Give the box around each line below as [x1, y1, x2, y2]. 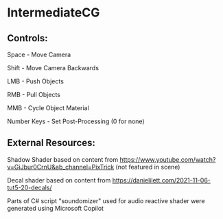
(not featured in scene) [115, 163, 180, 171]
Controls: [7, 32, 48, 44]
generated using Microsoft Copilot [7, 204, 104, 212]
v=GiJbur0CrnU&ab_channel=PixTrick [7, 163, 115, 171]
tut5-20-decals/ [7, 183, 53, 191]
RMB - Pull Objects [7, 91, 60, 98]
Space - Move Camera [7, 50, 71, 59]
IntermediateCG [7, 5, 100, 21]
